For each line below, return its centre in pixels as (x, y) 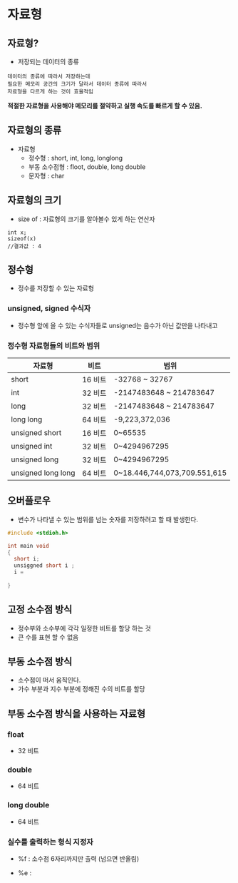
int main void (29, 546)
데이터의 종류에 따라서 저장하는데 (49, 76)
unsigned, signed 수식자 (49, 309)
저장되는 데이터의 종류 (48, 62)
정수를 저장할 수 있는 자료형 (56, 288)
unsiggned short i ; (44, 566)
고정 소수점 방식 (40, 609)
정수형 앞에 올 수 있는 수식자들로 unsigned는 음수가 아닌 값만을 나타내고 (118, 325)
